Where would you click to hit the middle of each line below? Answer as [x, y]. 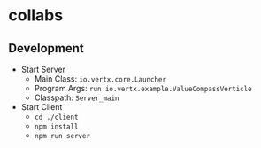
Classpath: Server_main [77, 97]
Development [46, 48]
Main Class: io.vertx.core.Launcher [100, 79]
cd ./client [56, 117]
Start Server [43, 69]
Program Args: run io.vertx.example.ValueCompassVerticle [143, 88]
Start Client [42, 107]
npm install [56, 127]
